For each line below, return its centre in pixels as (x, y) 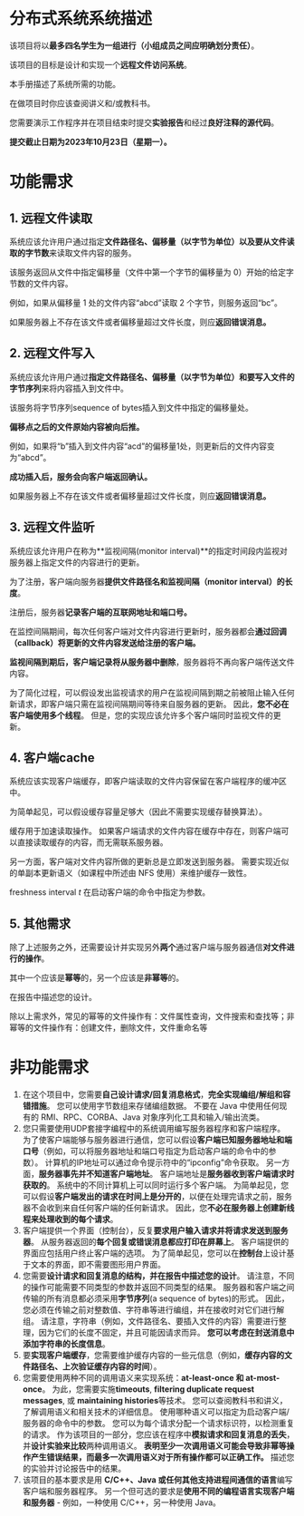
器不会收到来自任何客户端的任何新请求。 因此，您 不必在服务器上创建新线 (158, 1208)
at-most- (263, 1378)
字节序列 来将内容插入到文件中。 (69, 388)
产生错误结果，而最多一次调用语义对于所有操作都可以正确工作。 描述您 (162, 1457)
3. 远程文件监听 (52, 527)
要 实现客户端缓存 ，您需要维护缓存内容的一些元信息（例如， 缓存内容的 (153, 1356)
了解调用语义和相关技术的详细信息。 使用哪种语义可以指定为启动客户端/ (156, 1412)
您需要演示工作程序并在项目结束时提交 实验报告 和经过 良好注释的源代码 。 (144, 122)
